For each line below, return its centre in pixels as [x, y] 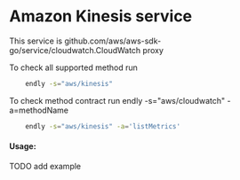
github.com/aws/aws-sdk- [113, 41]
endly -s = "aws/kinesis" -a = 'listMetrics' [103, 126]
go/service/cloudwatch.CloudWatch [75, 50]
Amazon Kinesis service [101, 16]
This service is [36, 41]
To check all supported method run [73, 67]
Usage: [23, 146]
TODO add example [45, 166]
